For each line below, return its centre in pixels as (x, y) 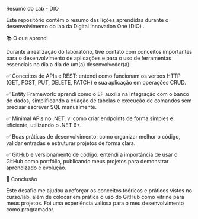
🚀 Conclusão (22, 179)
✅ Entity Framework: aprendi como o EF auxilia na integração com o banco (98, 94)
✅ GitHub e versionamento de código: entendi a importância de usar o (92, 154)
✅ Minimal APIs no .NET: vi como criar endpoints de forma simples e (90, 118)
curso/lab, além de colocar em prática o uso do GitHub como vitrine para (95, 197)
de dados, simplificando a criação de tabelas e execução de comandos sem (99, 101)
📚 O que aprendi (27, 38)
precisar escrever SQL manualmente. (51, 107)
